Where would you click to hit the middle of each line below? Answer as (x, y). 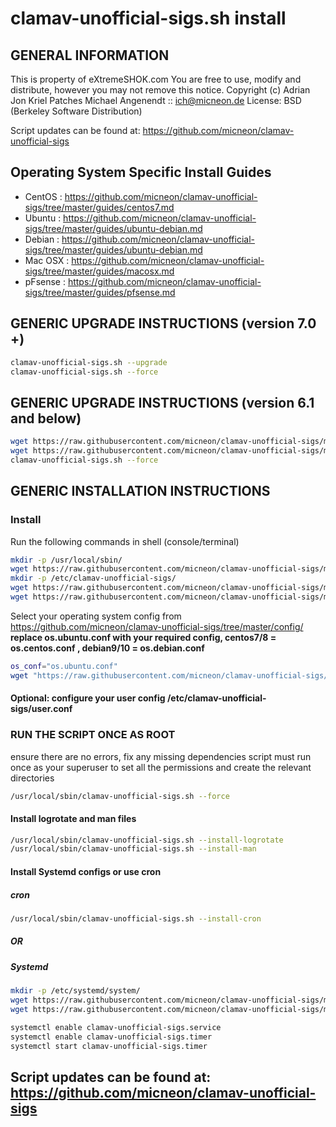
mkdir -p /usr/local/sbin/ (66, 560)
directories (32, 778)
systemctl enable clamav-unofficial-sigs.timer (111, 1037)
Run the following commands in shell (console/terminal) (125, 541)
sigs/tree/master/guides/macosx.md (99, 271)
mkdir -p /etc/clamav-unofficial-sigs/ (93, 578)
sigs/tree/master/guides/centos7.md (99, 207)
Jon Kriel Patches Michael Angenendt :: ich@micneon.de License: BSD (156, 100)
